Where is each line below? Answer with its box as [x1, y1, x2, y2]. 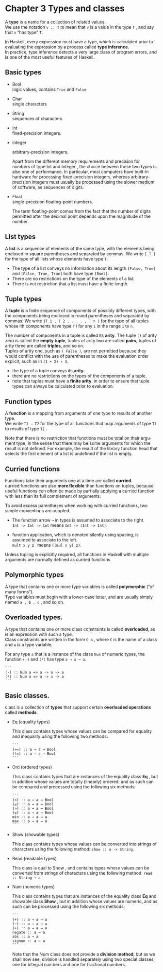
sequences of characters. [12, 115, 64, 121]
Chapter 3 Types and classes [5, 3, 125, 14]
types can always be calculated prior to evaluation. [12, 383, 114, 389]
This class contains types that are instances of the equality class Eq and [12, 893, 157, 899]
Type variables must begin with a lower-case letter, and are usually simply [5, 594, 153, 600]
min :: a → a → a [12, 815, 48, 819]
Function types [5, 397, 52, 406]
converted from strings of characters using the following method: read [12, 870, 153, 876]
